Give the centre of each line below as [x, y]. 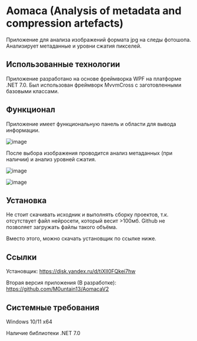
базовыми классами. [33, 91]
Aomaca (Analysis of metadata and [94, 11]
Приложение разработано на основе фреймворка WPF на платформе [94, 78]
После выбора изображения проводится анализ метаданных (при [89, 153]
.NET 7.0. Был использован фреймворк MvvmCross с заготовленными [94, 85]
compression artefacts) [65, 23]
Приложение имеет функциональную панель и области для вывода [91, 124]
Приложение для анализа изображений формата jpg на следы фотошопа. [98, 39]
